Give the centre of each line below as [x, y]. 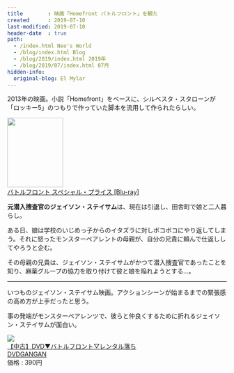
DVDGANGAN [27, 354]
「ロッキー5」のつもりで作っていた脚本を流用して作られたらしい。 [103, 108]
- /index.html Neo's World [53, 46]
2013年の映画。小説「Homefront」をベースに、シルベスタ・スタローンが [111, 99]
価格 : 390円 [25, 363]
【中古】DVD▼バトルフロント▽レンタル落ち [72, 347]
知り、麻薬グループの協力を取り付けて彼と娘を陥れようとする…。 [101, 271]
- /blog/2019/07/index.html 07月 [61, 65]
